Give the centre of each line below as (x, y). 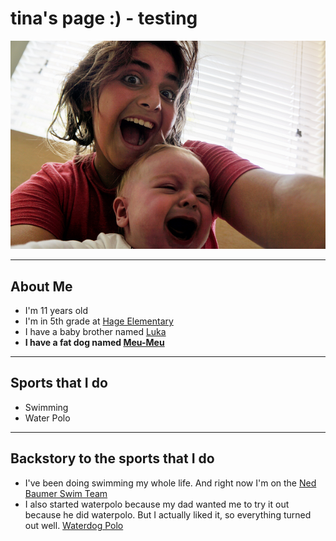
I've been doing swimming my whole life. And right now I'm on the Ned (170, 483)
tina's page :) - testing (104, 18)
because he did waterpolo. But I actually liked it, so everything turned (168, 514)
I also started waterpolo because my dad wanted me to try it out (157, 504)
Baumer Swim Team (66, 493)
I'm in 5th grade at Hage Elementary (99, 321)
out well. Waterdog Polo (74, 525)
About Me (41, 286)
